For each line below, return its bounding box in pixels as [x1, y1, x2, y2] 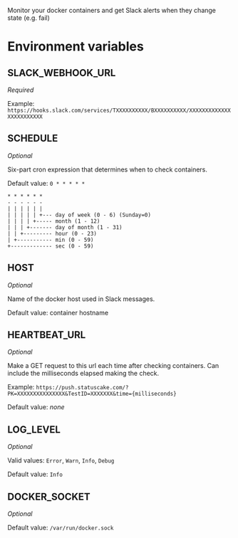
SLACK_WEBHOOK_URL [7, 67, 116, 79]
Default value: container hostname [7, 308, 109, 317]
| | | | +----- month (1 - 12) [7, 217, 100, 225]
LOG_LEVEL [7, 423, 61, 436]
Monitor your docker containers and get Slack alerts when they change [7, 6, 216, 14]
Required [7, 85, 34, 94]
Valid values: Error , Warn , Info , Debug [7, 456, 115, 465]
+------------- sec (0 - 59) [7, 242, 94, 250]
